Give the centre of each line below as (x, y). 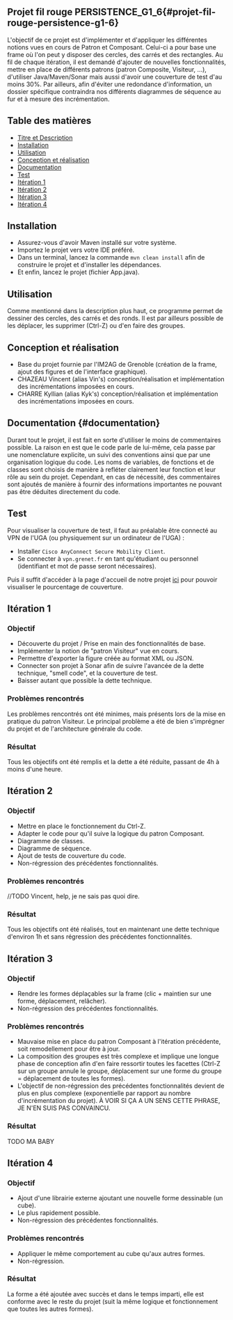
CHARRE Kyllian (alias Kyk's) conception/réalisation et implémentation (118, 394)
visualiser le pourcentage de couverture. (65, 587)
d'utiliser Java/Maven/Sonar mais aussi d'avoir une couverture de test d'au (115, 77)
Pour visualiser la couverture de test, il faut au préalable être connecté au (112, 530)
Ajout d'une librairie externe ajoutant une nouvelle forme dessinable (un (120, 1198)
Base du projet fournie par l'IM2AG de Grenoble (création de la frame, (117, 365)
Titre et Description (45, 137)
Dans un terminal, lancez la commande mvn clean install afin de (111, 257)
